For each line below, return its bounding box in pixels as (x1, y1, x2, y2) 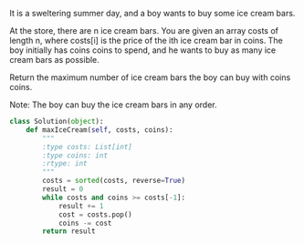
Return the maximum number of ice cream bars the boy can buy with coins (9, 72, 291, 83)
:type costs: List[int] (42, 142, 132, 151)
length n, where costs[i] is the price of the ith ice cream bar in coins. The (9, 35, 283, 46)
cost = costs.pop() (58, 209, 132, 219)
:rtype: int (42, 159, 89, 168)
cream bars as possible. (9, 55, 100, 65)
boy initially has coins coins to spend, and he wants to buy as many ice (9, 45, 277, 56)
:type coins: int (42, 150, 108, 160)
